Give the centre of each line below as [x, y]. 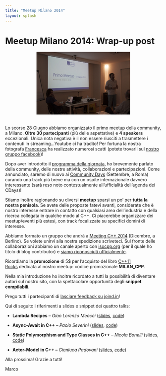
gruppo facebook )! [24, 154]
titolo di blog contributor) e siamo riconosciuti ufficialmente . [66, 251]
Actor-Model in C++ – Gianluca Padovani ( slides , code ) [69, 350]
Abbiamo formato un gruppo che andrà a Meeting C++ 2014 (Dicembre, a [80, 235]
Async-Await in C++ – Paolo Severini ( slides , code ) [65, 325]
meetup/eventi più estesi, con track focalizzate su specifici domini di [75, 221]
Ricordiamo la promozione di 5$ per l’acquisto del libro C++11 [68, 261]
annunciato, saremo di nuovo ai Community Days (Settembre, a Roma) [77, 174]
